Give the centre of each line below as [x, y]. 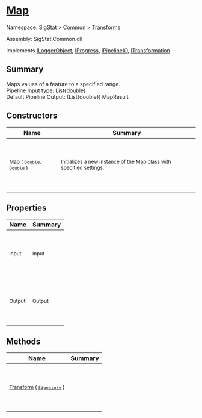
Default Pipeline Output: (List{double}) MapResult [67, 96]
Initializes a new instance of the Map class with [116, 161]
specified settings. [83, 167]
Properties [26, 207]
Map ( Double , [25, 161]
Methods [23, 341]
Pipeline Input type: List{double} [46, 90]
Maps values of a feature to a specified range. [63, 84]
